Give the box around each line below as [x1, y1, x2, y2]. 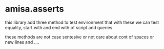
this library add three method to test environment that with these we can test [5, 19, 159, 25]
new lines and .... [5, 39, 39, 45]
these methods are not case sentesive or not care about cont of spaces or [5, 34, 155, 40]
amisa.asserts [5, 3, 64, 15]
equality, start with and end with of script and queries [5, 24, 113, 30]
